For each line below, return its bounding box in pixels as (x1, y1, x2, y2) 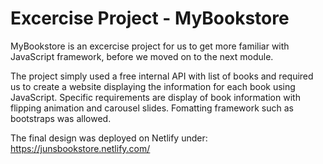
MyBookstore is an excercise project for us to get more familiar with (10, 40, 290, 52)
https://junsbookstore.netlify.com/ (10, 142, 151, 154)
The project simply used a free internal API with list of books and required (10, 70, 314, 82)
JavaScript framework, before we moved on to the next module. (10, 50, 274, 62)
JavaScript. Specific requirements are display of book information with (10, 91, 301, 103)
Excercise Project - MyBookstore (10, 7, 290, 30)
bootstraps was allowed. (10, 112, 112, 124)
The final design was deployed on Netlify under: (10, 132, 208, 144)
